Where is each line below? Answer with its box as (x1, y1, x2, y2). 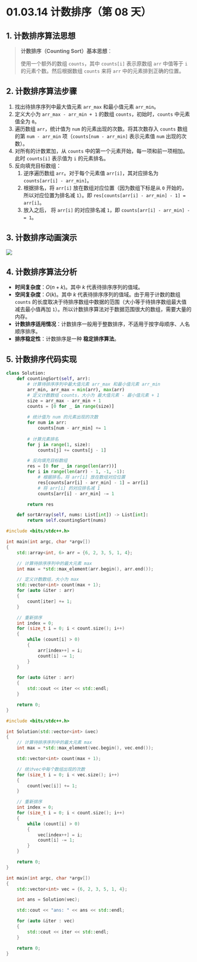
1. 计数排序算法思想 (6, 31, 76, 41)
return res (27, 501, 54, 508)
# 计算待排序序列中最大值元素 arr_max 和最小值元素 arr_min (27, 381, 161, 387)
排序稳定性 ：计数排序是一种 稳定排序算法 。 (14, 335, 119, 342)
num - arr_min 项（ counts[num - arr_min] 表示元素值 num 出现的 (26, 132, 182, 139)
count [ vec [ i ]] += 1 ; (27, 783, 78, 788)
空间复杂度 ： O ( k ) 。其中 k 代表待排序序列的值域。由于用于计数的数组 (14, 291, 181, 298)
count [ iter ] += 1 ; (27, 598, 72, 604)
